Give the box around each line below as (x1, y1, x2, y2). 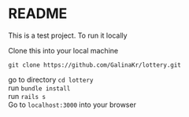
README (8, 5, 68, 23)
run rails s (8, 91, 46, 101)
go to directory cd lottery (8, 75, 94, 84)
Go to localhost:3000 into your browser (8, 100, 136, 109)
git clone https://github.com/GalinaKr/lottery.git (8, 60, 181, 69)
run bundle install (8, 83, 71, 93)
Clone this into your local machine (8, 46, 119, 55)
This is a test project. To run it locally (8, 31, 128, 40)
